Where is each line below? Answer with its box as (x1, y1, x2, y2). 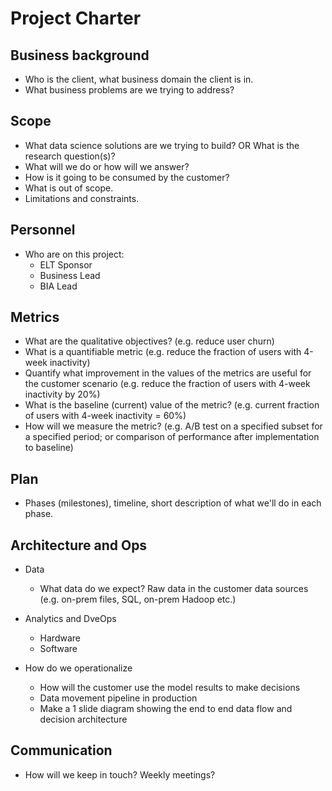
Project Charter (10, 7, 142, 30)
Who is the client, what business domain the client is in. (24, 73, 254, 85)
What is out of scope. (24, 182, 114, 194)
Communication (10, 742, 113, 759)
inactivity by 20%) (24, 388, 101, 401)
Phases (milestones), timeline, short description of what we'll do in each (24, 497, 322, 509)
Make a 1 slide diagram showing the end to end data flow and (39, 703, 293, 715)
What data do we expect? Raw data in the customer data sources (39, 583, 309, 595)
